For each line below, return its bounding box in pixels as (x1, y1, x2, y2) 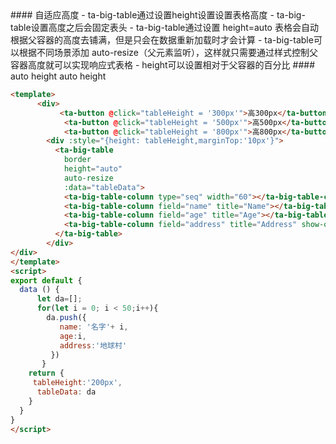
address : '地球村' (59, 340, 128, 351)
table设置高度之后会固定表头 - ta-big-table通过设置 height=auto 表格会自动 (10, 22, 319, 33)
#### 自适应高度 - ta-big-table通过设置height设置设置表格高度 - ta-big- (10, 9, 306, 21)
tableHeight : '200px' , (32, 378, 123, 388)
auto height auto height (10, 70, 107, 82)
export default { (10, 275, 83, 286)
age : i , (59, 331, 87, 341)
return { (28, 368, 65, 379)
